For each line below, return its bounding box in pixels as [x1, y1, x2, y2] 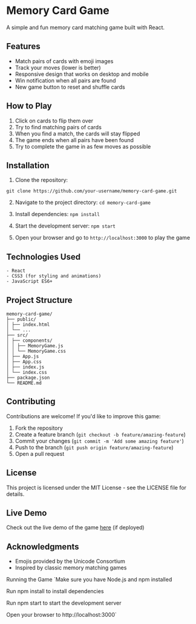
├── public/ [6, 316, 36, 322]
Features [6, 41, 41, 52]
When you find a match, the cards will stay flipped [15, 130, 140, 137]
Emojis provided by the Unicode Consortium [15, 558, 126, 565]
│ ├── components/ [6, 337, 53, 344]
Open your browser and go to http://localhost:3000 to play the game [15, 234, 191, 242]
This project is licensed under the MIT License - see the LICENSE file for [6, 484, 186, 491]
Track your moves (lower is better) [15, 64, 101, 71]
